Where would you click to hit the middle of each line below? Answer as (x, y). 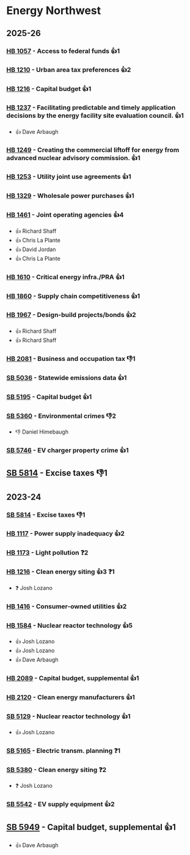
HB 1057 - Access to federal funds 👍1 (63, 51)
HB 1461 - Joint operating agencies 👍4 (65, 215)
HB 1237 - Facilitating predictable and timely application (91, 107)
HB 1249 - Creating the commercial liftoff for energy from (93, 150)
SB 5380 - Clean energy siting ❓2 (57, 770)
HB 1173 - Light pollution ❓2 (47, 553)
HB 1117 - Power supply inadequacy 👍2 (66, 534)
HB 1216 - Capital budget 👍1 (49, 89)
